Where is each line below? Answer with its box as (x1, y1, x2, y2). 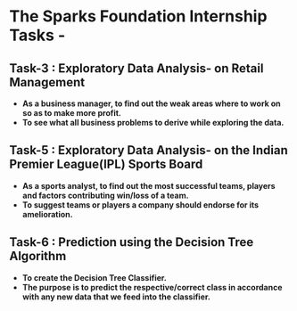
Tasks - (9, 25, 66, 45)
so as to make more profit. (21, 108, 122, 118)
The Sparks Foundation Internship (9, 6, 268, 27)
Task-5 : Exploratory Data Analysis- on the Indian (9, 143, 288, 158)
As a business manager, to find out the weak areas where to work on (21, 98, 281, 109)
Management (9, 74, 86, 90)
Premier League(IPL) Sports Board (9, 157, 203, 172)
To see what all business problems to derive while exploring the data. (21, 118, 285, 127)
